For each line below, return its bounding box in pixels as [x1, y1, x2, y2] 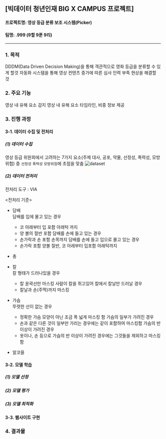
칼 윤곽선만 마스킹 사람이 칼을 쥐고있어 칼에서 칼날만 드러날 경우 [19, 281, 142, 287]
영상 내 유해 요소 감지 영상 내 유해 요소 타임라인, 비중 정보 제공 [5, 102, 125, 108]
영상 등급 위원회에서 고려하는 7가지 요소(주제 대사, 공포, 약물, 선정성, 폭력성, [5, 154, 151, 160]
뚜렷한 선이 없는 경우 [12, 304, 52, 310]
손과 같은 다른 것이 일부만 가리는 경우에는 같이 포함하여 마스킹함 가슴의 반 [19, 320, 161, 326]
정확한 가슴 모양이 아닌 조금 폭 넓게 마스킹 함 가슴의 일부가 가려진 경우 [19, 314, 154, 320]
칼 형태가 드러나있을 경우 [12, 270, 60, 276]
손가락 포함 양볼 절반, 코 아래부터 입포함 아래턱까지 [19, 243, 118, 249]
